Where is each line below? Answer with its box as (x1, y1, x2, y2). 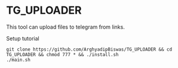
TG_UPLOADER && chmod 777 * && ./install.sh (6, 51, 119, 57)
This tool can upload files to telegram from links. (6, 23, 125, 30)
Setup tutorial (6, 35, 40, 42)
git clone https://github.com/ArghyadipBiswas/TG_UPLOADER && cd (6, 46, 172, 52)
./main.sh (6, 57, 31, 63)
